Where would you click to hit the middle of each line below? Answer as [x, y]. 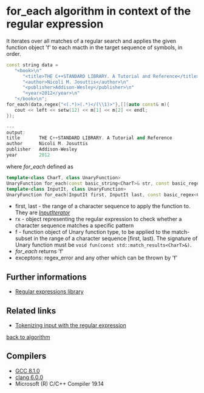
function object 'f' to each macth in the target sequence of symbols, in [94, 47]
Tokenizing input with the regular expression [70, 326]
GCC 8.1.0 [28, 371]
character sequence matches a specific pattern [74, 225]
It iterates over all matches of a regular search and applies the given [91, 41]
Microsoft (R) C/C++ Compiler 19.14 [59, 383]
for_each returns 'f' [39, 251]
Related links [31, 311]
